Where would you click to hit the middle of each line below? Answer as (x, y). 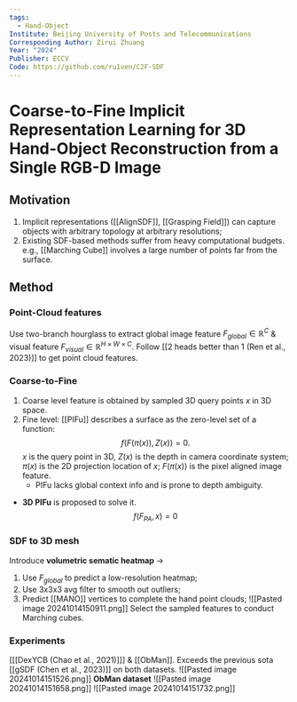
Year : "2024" (33, 51)
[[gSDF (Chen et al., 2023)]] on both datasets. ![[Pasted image (123, 669)
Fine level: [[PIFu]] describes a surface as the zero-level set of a (139, 419)
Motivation (40, 200)
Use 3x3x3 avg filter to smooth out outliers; (101, 589)
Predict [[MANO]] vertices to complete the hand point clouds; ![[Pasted (152, 598)
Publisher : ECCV (39, 59)
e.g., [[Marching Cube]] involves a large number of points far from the (149, 250)
